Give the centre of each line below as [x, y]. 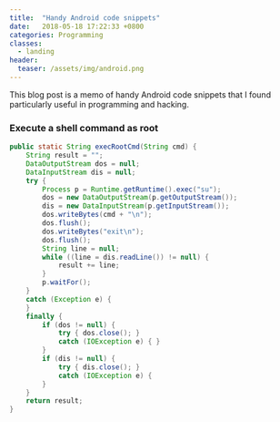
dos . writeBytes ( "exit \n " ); [93, 232]
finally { [45, 316]
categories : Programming [56, 35]
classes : [26, 43]
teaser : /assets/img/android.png [81, 69]
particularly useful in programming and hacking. [99, 104]
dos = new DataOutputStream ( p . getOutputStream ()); [140, 198]
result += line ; [89, 265]
